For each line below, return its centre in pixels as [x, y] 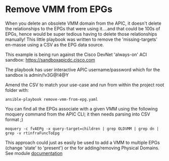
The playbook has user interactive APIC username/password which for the [83, 70]
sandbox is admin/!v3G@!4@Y [37, 75]
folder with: [17, 90]
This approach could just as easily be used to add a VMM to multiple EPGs [82, 142]
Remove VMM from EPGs [59, 9]
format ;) [14, 119]
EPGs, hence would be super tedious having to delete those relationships [81, 34]
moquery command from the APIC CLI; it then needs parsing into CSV [78, 114]
